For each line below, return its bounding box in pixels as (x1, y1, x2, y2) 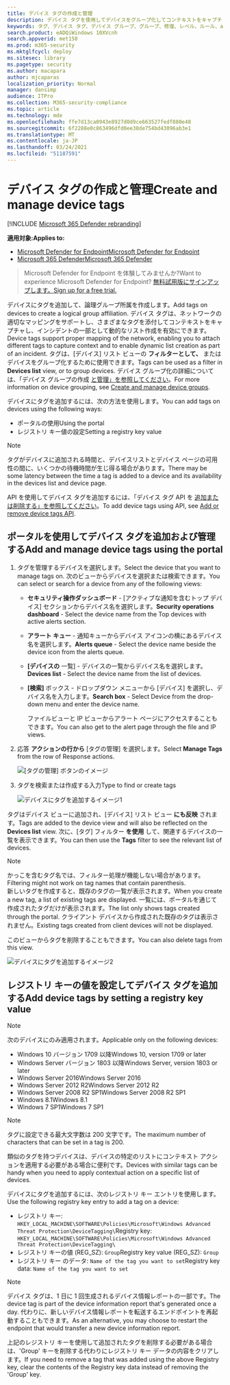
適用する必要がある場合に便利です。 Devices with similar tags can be (25, 1161, 218, 1169)
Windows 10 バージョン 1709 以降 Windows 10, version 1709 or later (16, 1050, 207, 1059)
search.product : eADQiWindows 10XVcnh (7, 29, 118, 36)
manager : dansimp (7, 86, 57, 93)
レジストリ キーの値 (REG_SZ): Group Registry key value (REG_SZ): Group (16, 1249, 219, 1257)
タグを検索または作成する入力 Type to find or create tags (16, 781, 177, 789)
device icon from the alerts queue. (27, 647, 125, 655)
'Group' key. (7, 1371, 42, 1379)
